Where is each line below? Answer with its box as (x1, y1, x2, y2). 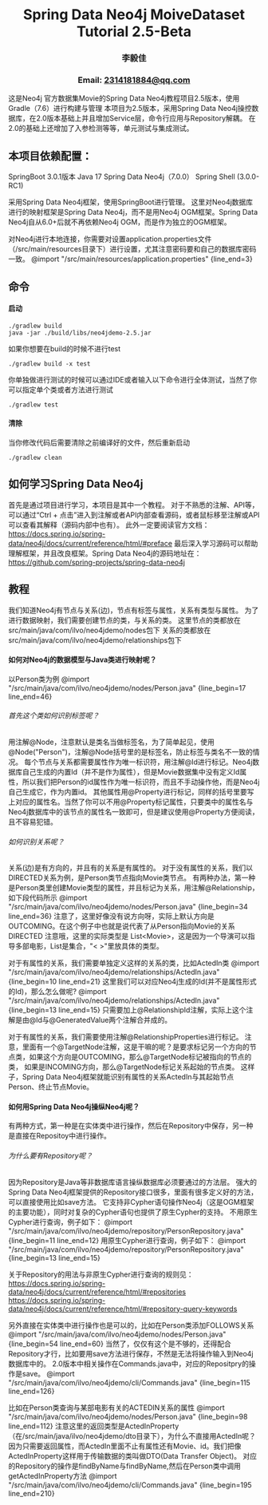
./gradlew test (8, 401, 59, 409)
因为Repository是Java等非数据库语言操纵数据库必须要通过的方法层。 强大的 (8, 1177, 258, 1186)
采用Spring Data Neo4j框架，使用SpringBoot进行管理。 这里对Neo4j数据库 (8, 197, 254, 207)
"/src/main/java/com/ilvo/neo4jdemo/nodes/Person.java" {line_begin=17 (8, 683, 246, 692)
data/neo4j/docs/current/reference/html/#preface (8, 538, 173, 548)
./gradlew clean (8, 453, 62, 462)
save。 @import (22, 1368, 75, 1378)
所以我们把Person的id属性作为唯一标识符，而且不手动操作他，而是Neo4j (22, 777, 260, 787)
